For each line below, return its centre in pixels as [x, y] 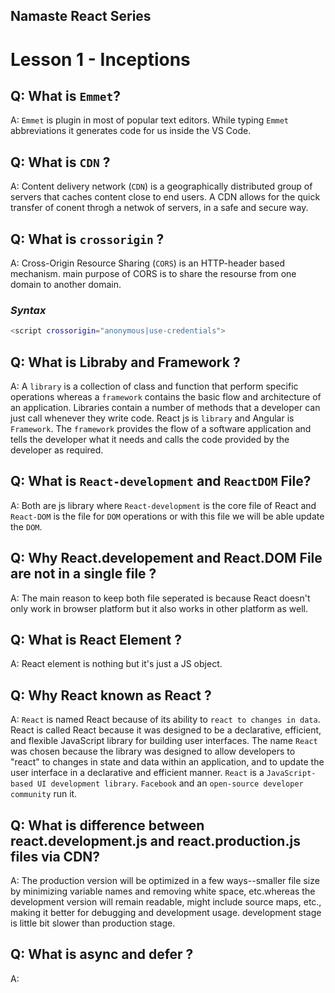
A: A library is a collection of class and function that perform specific [154, 386]
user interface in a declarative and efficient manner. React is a [137, 773]
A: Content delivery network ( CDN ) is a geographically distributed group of [161, 186]
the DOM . [26, 526]
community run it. [44, 794]
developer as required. [57, 450]
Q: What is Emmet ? [65, 95]
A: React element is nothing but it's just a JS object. [116, 664]
